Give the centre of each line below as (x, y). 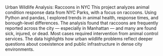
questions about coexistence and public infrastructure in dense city (74, 44)
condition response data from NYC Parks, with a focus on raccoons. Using (81, 12)
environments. (20, 49)
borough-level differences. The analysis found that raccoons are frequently (82, 23)
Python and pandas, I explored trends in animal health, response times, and (82, 18)
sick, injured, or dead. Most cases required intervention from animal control (82, 33)
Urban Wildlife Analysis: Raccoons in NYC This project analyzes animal (77, 7)
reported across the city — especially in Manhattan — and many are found (81, 28)
